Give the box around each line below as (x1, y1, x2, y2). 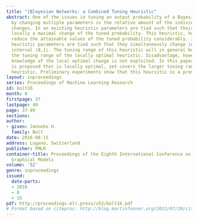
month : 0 (6, 91, 28, 97)
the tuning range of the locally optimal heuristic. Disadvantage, (11, 52, 181, 58)
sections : (6, 113, 31, 118)
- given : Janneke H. (6, 124, 57, 130)
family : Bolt (11, 129, 44, 136)
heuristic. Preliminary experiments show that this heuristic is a (11, 69, 181, 75)
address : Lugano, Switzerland (6, 140, 81, 146)
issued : (6, 173, 25, 179)
